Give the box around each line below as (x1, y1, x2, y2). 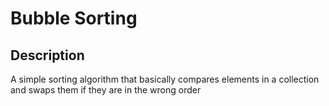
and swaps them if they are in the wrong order (10, 84, 202, 96)
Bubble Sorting (10, 7, 138, 30)
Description (10, 47, 85, 64)
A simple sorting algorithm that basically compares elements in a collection (10, 73, 320, 85)
